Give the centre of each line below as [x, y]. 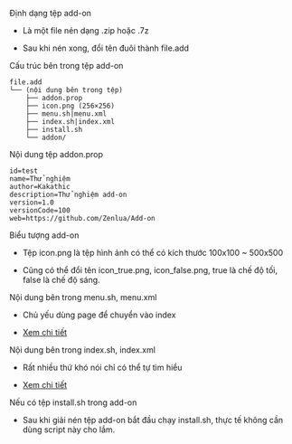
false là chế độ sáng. [61, 280]
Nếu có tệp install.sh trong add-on [73, 402]
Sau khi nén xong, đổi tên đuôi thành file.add [106, 48]
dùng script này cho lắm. [69, 430]
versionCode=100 [40, 211]
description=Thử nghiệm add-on [68, 194]
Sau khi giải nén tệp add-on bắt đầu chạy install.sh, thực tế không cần [153, 420]
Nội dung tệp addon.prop [57, 154]
